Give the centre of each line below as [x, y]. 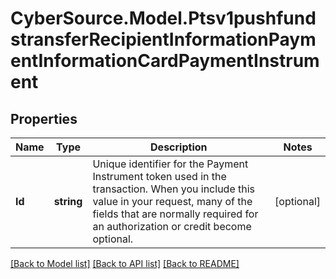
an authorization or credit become [172, 226]
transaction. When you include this [174, 189]
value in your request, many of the [172, 201]
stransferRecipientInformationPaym [163, 39]
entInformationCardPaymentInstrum [165, 61]
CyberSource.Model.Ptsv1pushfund [163, 18]
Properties [44, 118]
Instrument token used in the [159, 176]
